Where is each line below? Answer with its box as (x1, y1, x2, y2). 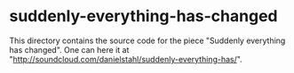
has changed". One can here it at (9, 44, 130, 55)
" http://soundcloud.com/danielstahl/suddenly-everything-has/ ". (9, 54, 242, 64)
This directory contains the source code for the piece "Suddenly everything (9, 35, 286, 46)
